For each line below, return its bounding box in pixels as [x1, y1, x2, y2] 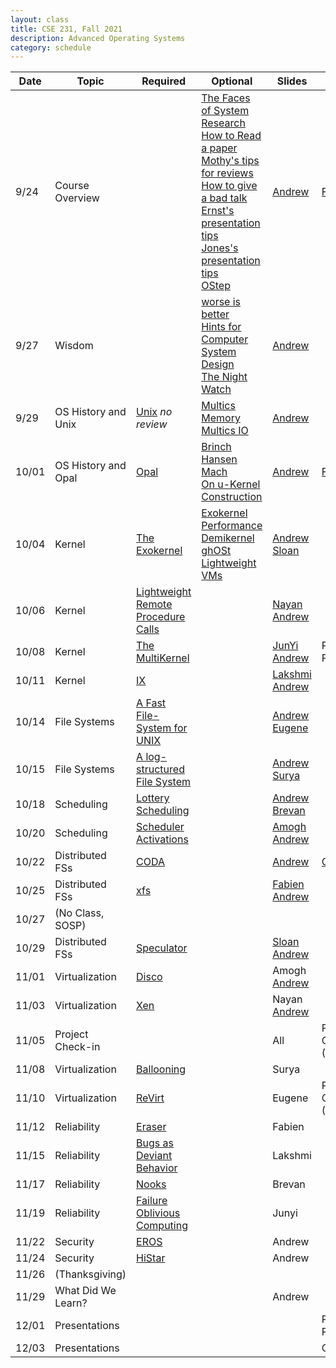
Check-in [54, 1040, 101, 1054]
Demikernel [201, 531, 255, 545]
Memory [201, 411, 241, 425]
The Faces [201, 91, 251, 105]
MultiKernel [136, 651, 190, 665]
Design [201, 357, 235, 371]
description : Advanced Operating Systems [10, 33, 186, 43]
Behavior [136, 1161, 178, 1175]
